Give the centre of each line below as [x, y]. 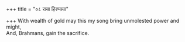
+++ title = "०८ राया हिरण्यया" [37, 9]
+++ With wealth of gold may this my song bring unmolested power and [93, 21]
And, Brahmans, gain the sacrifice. [48, 33]
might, [14, 27]
